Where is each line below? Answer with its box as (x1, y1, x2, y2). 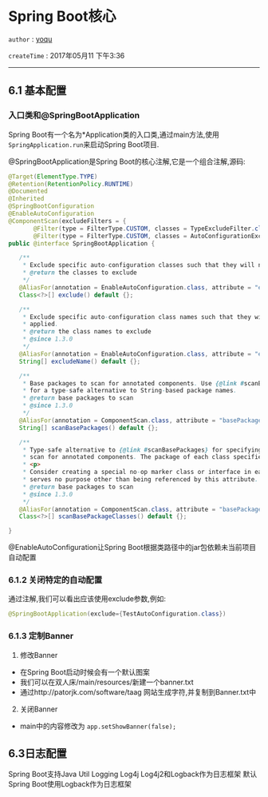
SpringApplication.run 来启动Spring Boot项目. (8, 139, 160, 149)
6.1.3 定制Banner (8, 631, 74, 642)
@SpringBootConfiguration (8, 202, 94, 210)
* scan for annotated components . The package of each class (22, 453, 230, 461)
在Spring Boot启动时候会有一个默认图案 (19, 667, 150, 676)
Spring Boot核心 (8, 7, 116, 26)
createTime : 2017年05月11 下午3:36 (8, 50, 125, 60)
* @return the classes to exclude (22, 269, 137, 277)
